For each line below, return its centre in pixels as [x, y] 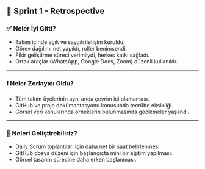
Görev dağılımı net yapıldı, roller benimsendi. [71, 48]
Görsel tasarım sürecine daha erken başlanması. [76, 160]
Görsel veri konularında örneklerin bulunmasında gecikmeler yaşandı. [102, 112]
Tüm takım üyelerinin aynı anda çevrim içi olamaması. [82, 99]
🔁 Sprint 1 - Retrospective [56, 11]
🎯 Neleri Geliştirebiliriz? [42, 133]
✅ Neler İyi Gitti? [31, 29]
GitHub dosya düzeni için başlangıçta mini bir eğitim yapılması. [94, 153]
